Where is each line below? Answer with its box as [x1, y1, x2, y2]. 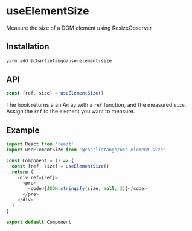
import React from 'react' [6, 141, 74, 147]
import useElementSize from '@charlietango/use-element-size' [6, 147, 166, 153]
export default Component [6, 219, 71, 225]
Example [6, 125, 40, 135]
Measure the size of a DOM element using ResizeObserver [6, 24, 152, 31]
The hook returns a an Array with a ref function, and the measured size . [6, 101, 187, 109]
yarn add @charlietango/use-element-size [6, 57, 112, 64]
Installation [6, 42, 50, 52]
